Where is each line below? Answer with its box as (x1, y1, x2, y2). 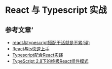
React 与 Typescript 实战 (5, 4, 107, 16)
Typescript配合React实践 (12, 52, 63, 58)
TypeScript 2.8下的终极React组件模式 (12, 58, 89, 64)
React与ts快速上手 (12, 46, 50, 52)
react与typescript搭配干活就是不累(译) (12, 40, 90, 45)
